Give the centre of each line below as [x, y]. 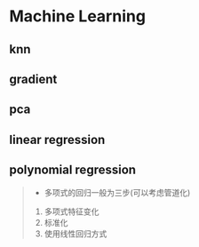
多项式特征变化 [72, 211]
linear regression [57, 139]
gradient [33, 79]
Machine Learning [78, 16]
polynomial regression [72, 170]
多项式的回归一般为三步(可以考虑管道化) [117, 192]
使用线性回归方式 [76, 234]
